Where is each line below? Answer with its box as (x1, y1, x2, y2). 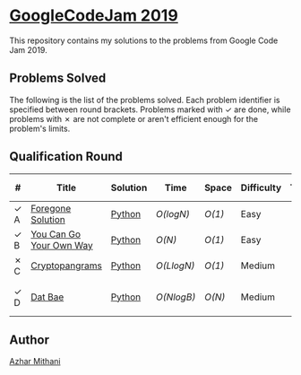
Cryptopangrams (30, 259, 103, 272)
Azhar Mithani (9, 356, 61, 367)
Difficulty (240, 181, 282, 194)
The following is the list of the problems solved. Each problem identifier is (9, 94, 280, 105)
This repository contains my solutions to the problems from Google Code (9, 35, 279, 46)
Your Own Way (30, 239, 93, 251)
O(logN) (155, 207, 190, 220)
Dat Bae (30, 291, 64, 303)
